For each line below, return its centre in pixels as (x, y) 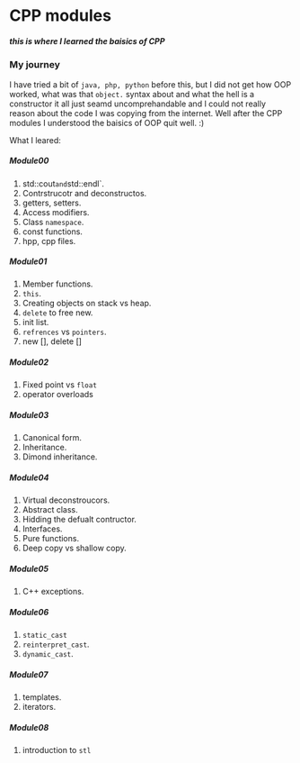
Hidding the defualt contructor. (79, 520)
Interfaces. (42, 529)
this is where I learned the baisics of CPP (87, 41)
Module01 (28, 261)
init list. (35, 322)
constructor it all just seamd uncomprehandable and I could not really (138, 104)
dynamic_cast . (48, 654)
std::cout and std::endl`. (63, 183)
